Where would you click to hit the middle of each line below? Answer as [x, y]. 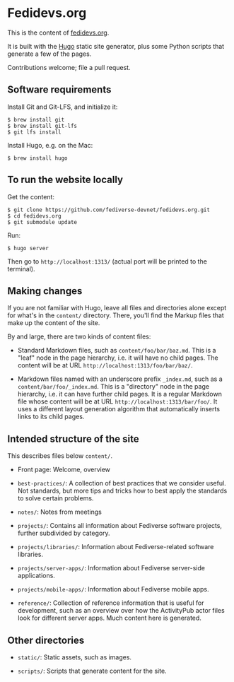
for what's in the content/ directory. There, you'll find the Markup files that [116, 315]
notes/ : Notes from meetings [60, 512]
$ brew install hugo [38, 158]
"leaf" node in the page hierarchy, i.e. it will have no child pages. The [118, 358]
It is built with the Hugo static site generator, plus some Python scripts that [116, 46]
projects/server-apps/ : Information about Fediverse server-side [111, 568]
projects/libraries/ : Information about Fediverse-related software [116, 547]
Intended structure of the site [73, 439]
